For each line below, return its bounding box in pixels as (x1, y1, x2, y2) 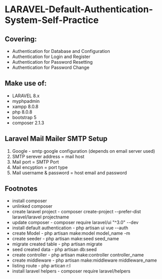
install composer (12, 198, 47, 204)
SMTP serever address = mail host (12, 153, 85, 159)
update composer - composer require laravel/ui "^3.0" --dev (12, 219, 139, 226)
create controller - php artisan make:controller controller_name (12, 252, 144, 258)
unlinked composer (12, 203, 53, 209)
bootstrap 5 (12, 114, 37, 120)
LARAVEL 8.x (12, 93, 40, 99)
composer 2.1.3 (12, 120, 44, 126)
